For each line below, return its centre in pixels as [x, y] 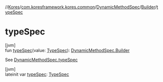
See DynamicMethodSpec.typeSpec [41, 60]
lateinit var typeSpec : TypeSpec [37, 74]
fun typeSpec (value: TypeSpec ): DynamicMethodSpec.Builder [67, 50]
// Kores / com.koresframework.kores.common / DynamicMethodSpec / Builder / [81, 7]
